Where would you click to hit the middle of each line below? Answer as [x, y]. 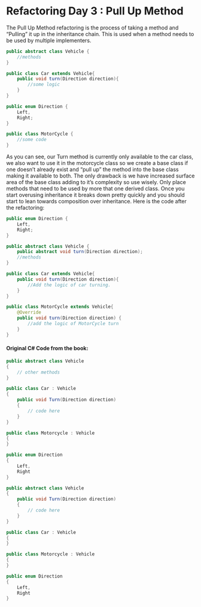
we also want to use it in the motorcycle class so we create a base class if [97, 163]
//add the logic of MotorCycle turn [73, 324]
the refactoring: [25, 208]
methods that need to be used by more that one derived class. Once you [95, 189]
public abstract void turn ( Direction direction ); [80, 252]
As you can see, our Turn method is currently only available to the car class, [100, 157]
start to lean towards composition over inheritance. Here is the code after [97, 202]
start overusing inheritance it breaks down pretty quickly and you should [96, 195]
